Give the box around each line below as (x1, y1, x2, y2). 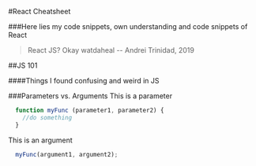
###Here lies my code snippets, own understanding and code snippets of (8, 22, 248, 31)
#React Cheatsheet (8, 7, 71, 16)
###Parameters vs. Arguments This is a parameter (8, 91, 172, 101)
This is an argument (8, 135, 73, 145)
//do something (22, 113, 73, 121)
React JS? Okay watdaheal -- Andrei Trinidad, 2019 (27, 46, 195, 54)
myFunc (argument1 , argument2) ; (15, 150, 119, 158)
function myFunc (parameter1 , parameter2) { (15, 106, 164, 114)
